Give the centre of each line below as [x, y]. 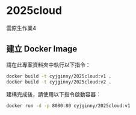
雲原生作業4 [21, 28]
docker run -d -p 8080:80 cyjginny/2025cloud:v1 [68, 106]
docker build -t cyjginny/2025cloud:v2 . [59, 82]
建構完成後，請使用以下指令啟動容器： [54, 94]
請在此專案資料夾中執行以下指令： [48, 65]
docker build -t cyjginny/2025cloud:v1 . [59, 76]
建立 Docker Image [42, 49]
